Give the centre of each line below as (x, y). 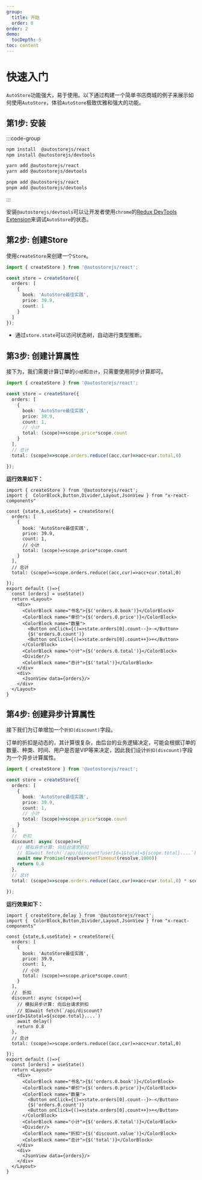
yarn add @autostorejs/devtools (47, 171)
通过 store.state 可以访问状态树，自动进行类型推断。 (80, 335)
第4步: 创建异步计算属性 (51, 714)
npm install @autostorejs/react (48, 149)
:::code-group (23, 138)
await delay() (35, 1021)
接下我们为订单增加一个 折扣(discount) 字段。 (61, 730)
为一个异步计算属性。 (32, 758)
